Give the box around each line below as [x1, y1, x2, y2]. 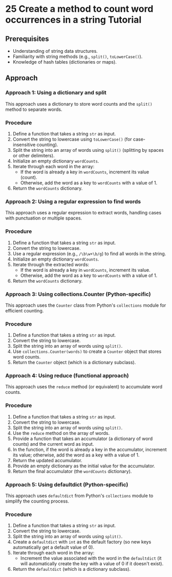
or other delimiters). [12, 152, 55, 158]
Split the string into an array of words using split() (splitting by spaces [12, 147, 164, 153]
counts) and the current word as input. [12, 441, 94, 447]
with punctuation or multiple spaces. [5, 215, 82, 221]
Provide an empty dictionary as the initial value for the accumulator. [12, 463, 155, 469]
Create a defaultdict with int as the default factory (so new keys [12, 539, 152, 545]
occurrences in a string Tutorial [5, 14, 142, 26]
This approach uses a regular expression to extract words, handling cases [5, 210, 162, 216]
